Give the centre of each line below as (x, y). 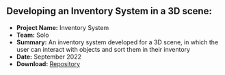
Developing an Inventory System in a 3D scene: (109, 11)
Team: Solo (32, 35)
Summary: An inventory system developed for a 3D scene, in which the (117, 42)
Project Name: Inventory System (63, 27)
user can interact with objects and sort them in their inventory (103, 49)
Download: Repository (48, 63)
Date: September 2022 (49, 57)
